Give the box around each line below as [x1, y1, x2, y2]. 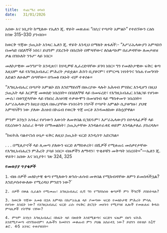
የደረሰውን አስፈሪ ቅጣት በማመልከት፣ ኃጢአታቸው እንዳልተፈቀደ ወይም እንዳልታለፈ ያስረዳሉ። [5, 122, 159, 128]
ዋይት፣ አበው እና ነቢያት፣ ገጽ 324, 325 [5, 153, 72, 159]
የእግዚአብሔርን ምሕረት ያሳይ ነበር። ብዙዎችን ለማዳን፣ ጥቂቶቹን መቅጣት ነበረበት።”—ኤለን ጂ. [5, 147, 161, 153]
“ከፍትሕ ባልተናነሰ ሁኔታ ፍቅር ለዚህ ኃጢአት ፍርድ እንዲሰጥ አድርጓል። [5, 132, 119, 138]
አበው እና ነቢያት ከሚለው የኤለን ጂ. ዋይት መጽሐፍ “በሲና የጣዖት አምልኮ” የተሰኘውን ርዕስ [5, 25, 155, 31]
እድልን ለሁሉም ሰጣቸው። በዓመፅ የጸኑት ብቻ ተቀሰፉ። [5, 73, 93, 80]
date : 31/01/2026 [5, 12, 46, 17]
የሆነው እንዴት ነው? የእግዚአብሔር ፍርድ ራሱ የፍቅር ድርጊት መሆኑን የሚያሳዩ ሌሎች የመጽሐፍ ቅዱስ [5, 202, 160, 207]
